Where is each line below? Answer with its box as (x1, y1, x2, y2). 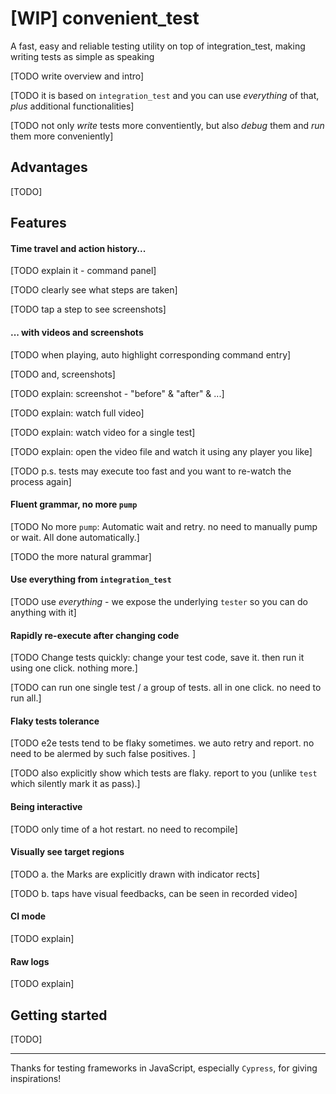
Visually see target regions (10, 846, 125, 858)
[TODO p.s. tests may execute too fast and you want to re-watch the (10, 465, 292, 477)
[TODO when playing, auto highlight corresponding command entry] (10, 348, 292, 361)
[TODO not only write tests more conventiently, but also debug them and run (10, 119, 325, 131)
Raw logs (10, 955, 50, 967)
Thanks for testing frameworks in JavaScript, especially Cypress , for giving (10, 1062, 318, 1074)
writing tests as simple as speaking (10, 50, 155, 62)
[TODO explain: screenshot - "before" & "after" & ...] (10, 387, 225, 399)
